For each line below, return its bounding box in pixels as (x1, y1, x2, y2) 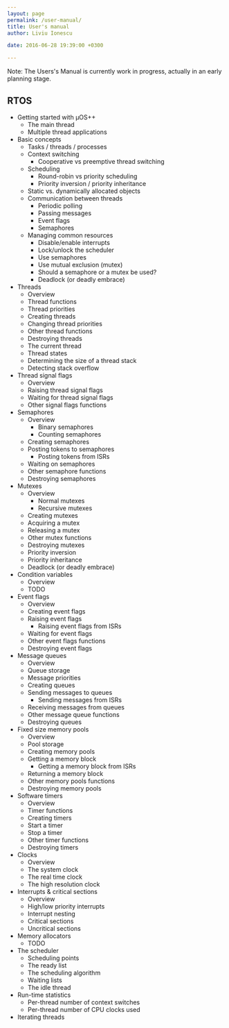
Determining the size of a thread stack (27, 356, 137, 364)
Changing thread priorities (27, 319, 102, 328)
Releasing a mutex (27, 525, 80, 534)
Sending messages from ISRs (37, 696, 122, 704)
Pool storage (27, 740, 64, 748)
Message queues (17, 651, 67, 659)
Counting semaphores (37, 430, 102, 438)
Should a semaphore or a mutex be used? (37, 268, 157, 276)
